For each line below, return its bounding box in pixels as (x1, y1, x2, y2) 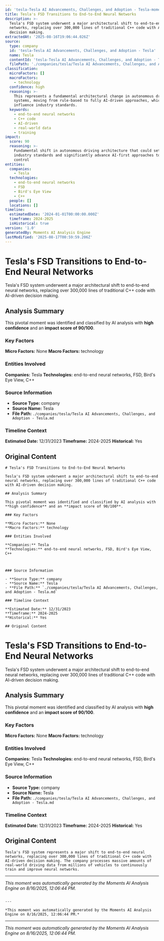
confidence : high (9, 84, 45, 90)
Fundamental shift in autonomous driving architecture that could (14, 148, 152, 153)
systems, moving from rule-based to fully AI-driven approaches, (14, 98, 150, 103)
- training (14, 130, 36, 135)
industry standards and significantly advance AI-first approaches (14, 153, 154, 158)
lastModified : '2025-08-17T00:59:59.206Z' (5, 234, 93, 240)
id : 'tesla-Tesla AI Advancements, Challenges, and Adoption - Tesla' (9, 48, 156, 53)
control (14, 157, 29, 162)
